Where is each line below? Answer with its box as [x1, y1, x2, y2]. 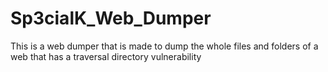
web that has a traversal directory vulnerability [10, 50, 202, 62]
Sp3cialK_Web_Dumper [10, 7, 212, 30]
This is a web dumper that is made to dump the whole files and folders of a [10, 40, 319, 52]
